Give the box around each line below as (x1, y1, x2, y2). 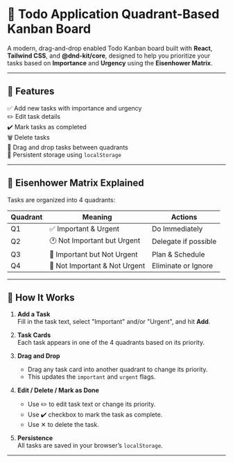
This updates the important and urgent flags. (27, 373, 156, 381)
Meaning (82, 212, 112, 222)
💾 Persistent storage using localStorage (7, 150, 121, 159)
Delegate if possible (151, 236, 217, 246)
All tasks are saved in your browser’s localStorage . (17, 441, 163, 450)
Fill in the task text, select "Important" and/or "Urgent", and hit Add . (17, 318, 211, 326)
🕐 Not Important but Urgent (49, 236, 141, 245)
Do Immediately (151, 224, 203, 234)
